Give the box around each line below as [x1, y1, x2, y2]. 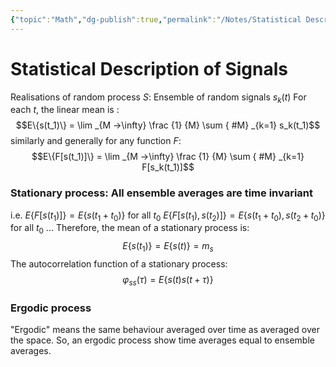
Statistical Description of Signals [10, 57, 288, 80]
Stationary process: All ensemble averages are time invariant [10, 186, 313, 200]
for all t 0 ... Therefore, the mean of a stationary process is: [10, 222, 250, 236]
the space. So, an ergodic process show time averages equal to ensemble [10, 334, 315, 346]
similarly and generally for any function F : [10, 135, 182, 147]
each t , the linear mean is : [10, 104, 120, 116]
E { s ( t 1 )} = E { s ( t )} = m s [122, 240, 214, 255]
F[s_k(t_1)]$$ [141, 161, 195, 173]
